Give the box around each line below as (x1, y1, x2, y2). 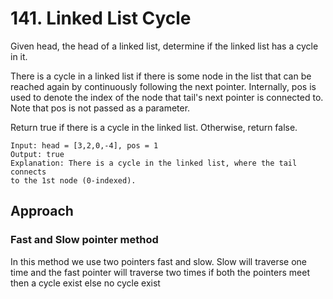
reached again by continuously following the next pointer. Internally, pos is (10, 80, 317, 92)
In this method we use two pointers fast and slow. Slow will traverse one (10, 255, 307, 267)
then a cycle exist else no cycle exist (10, 277, 161, 289)
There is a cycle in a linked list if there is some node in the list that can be (10, 70, 312, 82)
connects (10, 167, 47, 177)
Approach (10, 203, 74, 220)
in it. (10, 50, 28, 62)
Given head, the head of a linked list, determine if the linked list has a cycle (10, 40, 319, 52)
